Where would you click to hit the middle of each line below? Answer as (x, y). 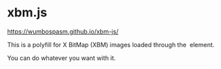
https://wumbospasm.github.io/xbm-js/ (63, 31)
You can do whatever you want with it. (61, 58)
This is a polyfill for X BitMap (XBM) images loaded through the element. (111, 44)
